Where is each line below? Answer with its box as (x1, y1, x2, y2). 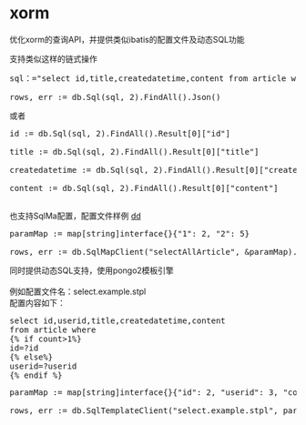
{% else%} (9, 351, 53, 362)
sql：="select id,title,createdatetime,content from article (9, 73, 287, 84)
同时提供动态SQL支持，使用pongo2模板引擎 (9, 265, 175, 276)
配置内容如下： (9, 297, 66, 308)
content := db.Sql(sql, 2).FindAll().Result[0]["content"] (9, 183, 280, 193)
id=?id (9, 342, 39, 353)
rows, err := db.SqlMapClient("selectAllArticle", (9, 247, 240, 257)
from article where (9, 324, 97, 335)
